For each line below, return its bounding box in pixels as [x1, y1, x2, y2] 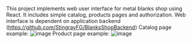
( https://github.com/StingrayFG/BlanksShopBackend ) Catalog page [6, 24, 172, 31]
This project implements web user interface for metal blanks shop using [6, 5, 183, 12]
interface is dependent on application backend [6, 18, 121, 24]
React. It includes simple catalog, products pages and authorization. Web [6, 11, 186, 18]
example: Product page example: [6, 30, 110, 37]
